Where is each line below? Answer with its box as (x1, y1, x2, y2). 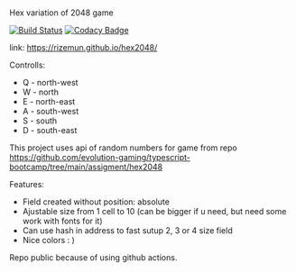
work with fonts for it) (22, 215, 103, 226)
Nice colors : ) (22, 234, 75, 245)
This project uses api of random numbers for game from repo (9, 142, 237, 153)
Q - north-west (22, 77, 79, 87)
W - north (22, 86, 59, 97)
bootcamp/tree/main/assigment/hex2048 (9, 161, 163, 172)
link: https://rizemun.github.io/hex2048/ (9, 41, 158, 52)
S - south (22, 115, 58, 126)
